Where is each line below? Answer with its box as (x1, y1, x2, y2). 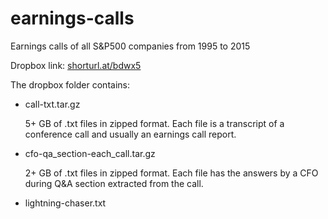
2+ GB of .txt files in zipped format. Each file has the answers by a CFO (24, 167, 319, 179)
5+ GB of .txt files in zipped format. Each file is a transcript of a (24, 117, 285, 129)
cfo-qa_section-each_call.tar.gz (24, 147, 156, 159)
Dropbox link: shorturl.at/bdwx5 (10, 59, 142, 71)
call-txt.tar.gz (24, 98, 81, 110)
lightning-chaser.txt (24, 197, 107, 209)
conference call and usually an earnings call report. (24, 128, 237, 140)
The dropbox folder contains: (10, 78, 130, 91)
